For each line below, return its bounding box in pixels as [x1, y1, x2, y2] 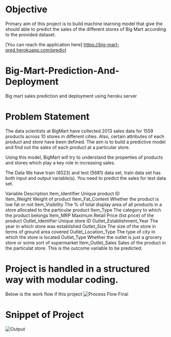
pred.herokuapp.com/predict [5, 47, 67, 53]
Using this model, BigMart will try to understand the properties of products [5, 154, 163, 160]
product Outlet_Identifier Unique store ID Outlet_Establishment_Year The [5, 217, 158, 224]
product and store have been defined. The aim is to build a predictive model [5, 139, 166, 145]
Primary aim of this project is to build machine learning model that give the [5, 21, 163, 27]
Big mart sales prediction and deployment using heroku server [5, 92, 137, 99]
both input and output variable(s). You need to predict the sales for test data [5, 175, 166, 181]
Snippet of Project [5, 309, 84, 321]
